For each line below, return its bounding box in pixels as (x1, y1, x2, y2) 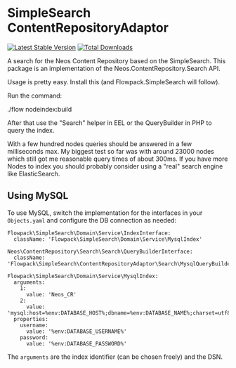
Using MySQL (7, 190, 69, 202)
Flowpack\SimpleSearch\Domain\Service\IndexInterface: (7, 230, 171, 237)
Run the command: (7, 91, 63, 100)
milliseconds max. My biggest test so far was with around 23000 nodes (7, 147, 214, 155)
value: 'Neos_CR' (25, 291, 77, 298)
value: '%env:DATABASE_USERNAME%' (25, 328, 128, 335)
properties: (13, 315, 49, 322)
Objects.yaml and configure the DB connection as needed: (7, 216, 177, 224)
